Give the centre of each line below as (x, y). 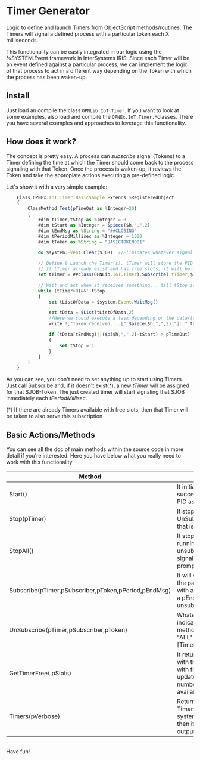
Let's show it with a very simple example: (57, 187)
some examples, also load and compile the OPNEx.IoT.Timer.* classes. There (100, 116)
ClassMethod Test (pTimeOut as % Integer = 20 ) (82, 209)
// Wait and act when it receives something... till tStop (112, 285)
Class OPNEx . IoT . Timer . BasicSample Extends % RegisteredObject (96, 197)
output (186, 731)
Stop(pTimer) (28, 519)
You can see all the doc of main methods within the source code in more (95, 449)
